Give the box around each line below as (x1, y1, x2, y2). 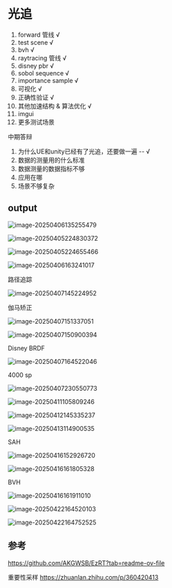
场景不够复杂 (17, 181, 55, 190)
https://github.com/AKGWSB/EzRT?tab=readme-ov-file (8, 558, 165, 567)
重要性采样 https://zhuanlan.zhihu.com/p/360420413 (8, 573, 159, 581)
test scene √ (17, 38, 54, 46)
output (8, 202, 37, 214)
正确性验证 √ (17, 93, 55, 101)
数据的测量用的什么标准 (17, 156, 85, 164)
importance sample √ (17, 76, 79, 84)
